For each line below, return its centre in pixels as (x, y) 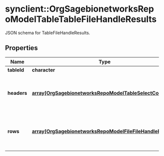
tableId (16, 70)
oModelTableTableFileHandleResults (81, 19)
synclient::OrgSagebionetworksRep (80, 9)
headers (18, 93)
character (43, 70)
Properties (21, 48)
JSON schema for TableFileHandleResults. (48, 33)
